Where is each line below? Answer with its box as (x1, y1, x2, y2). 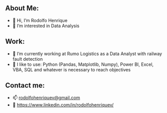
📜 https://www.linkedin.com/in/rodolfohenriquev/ (12, 102, 114, 108)
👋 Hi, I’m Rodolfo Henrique (12, 17, 68, 23)
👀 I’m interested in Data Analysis (12, 23, 79, 29)
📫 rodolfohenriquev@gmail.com (12, 95, 80, 101)
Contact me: (5, 81, 45, 90)
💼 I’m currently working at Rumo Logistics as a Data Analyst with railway (12, 50, 162, 57)
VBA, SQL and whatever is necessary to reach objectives (12, 66, 131, 72)
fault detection (12, 56, 43, 62)
